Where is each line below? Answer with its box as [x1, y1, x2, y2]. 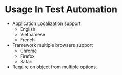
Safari [19, 58, 33, 64]
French [19, 37, 35, 43]
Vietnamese [19, 31, 46, 37]
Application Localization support [12, 20, 81, 27]
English [19, 26, 36, 32]
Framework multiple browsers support [12, 42, 93, 48]
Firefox [19, 53, 35, 59]
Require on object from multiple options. [12, 64, 97, 70]
